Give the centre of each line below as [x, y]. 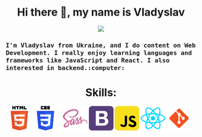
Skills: [101, 93]
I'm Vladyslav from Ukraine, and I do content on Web [101, 45]
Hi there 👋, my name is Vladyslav [101, 12]
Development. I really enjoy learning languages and [99, 53]
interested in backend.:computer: [65, 68]
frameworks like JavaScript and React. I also [88, 60]
